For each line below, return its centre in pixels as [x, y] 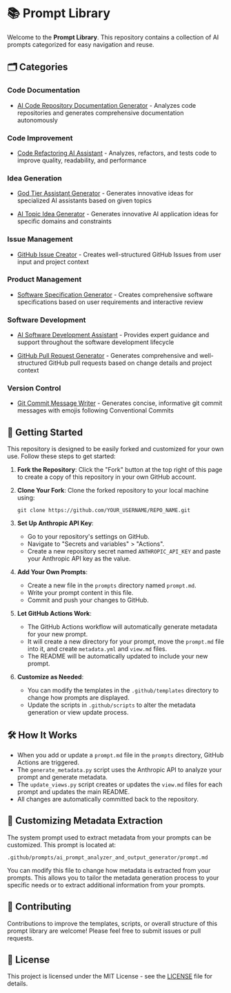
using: [26, 498]
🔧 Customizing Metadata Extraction [85, 821]
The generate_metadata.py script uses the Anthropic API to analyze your [119, 770]
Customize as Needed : [50, 677]
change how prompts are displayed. [78, 698]
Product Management [44, 279]
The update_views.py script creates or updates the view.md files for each [120, 784]
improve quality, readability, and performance [82, 160]
